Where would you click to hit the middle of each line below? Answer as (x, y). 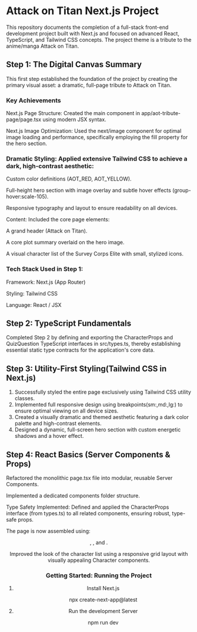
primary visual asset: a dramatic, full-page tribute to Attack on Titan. (89, 85)
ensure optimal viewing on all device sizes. (66, 411)
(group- (182, 191)
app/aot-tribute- (161, 113)
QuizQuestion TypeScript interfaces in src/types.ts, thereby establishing (94, 344)
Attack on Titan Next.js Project (82, 11)
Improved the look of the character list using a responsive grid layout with (99, 554)
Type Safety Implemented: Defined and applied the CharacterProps (88, 507)
